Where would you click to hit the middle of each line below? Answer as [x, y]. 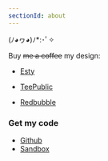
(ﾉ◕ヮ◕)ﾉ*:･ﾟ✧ [31, 39]
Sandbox [34, 148]
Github [31, 140]
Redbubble [38, 102]
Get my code [33, 123]
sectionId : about [37, 16]
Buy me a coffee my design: [54, 55]
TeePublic [36, 87]
